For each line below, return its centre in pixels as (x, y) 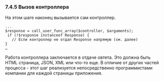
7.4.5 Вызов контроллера (37, 7)
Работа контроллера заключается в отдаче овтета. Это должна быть (78, 57)
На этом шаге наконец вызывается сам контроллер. (61, 18)
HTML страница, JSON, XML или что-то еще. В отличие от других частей (82, 63)
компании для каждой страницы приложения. (54, 73)
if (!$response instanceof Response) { (48, 36)
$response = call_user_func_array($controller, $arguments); (69, 31)
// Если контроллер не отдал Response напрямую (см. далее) (75, 40)
